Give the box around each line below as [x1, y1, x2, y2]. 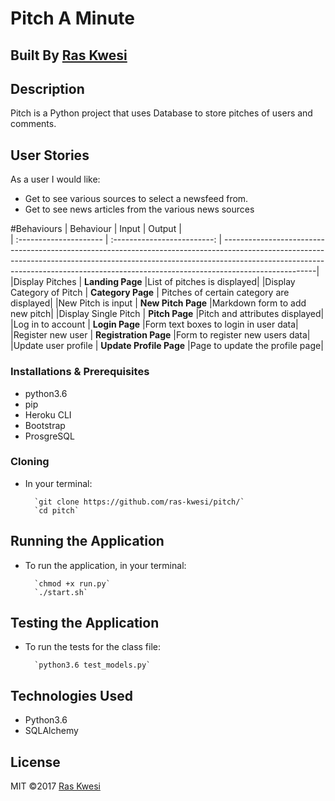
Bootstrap [24, 419, 66, 431]
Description [10, 80, 85, 97]
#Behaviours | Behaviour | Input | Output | [10, 223, 182, 235]
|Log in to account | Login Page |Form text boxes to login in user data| [10, 318, 299, 331]
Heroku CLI [24, 408, 72, 421]
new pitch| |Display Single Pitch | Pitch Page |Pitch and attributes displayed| [10, 308, 325, 320]
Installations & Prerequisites [10, 365, 150, 379]
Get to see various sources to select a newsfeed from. [24, 193, 249, 205]
